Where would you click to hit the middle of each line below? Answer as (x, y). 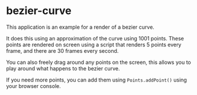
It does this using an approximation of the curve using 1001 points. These (95, 38)
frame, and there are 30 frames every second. (62, 50)
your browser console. (33, 86)
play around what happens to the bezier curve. (63, 68)
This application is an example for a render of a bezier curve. (80, 27)
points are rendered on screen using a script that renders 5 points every (94, 45)
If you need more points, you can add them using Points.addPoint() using (97, 80)
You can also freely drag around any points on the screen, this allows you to (98, 62)
